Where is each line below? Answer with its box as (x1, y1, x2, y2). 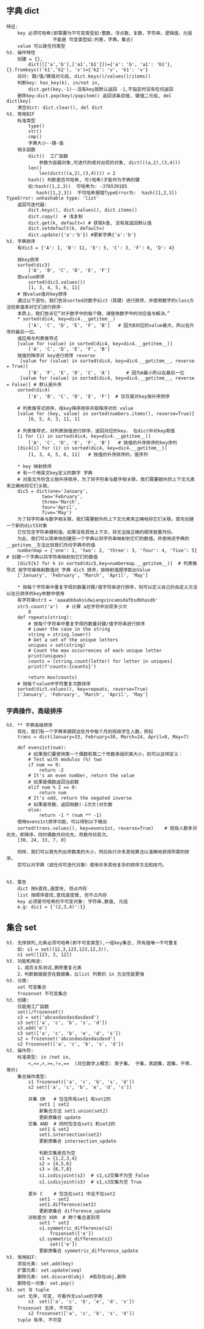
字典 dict (6, 6, 40, 17)
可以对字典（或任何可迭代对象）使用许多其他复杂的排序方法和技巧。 (21, 862, 167, 868)
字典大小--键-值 (28, 140, 64, 146)
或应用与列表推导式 (17, 335, 58, 341)
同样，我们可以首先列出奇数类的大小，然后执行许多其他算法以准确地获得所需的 (17, 849, 185, 855)
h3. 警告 (6, 879, 27, 885)
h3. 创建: (6, 997, 29, 1003)
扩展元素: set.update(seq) (17, 1267, 82, 1273)
